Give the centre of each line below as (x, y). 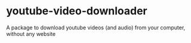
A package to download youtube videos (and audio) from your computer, (96, 27)
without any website (31, 33)
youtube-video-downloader (77, 11)
